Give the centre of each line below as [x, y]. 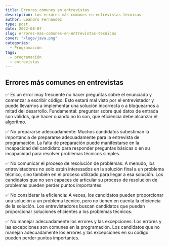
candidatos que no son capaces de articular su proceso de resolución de [81, 180]
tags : [11, 52]
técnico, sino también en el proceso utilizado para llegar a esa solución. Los [84, 174]
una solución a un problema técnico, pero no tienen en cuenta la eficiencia [83, 201]
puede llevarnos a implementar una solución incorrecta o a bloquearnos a [82, 106]
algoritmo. [16, 122]
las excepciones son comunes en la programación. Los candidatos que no [83, 227]
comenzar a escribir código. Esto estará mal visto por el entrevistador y [80, 100]
